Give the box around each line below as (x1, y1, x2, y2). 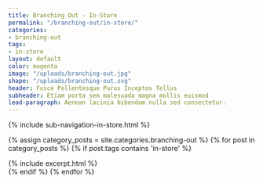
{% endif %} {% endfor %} (8, 167, 95, 177)
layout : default (8, 56, 61, 63)
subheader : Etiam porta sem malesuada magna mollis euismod (8, 91, 210, 99)
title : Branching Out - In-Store (8, 11, 118, 20)
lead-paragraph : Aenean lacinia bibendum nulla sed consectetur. (8, 99, 226, 106)
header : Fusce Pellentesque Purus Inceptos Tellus (8, 84, 177, 92)
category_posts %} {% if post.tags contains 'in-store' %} (8, 144, 192, 153)
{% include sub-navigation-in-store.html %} (8, 120, 151, 130)
